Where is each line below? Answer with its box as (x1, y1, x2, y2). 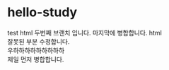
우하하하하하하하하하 (7, 46, 65, 54)
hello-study (7, 4, 78, 21)
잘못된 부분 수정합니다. (7, 37, 70, 46)
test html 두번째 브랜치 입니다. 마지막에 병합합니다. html (7, 28, 163, 37)
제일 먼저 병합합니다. (7, 54, 64, 64)
